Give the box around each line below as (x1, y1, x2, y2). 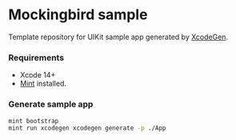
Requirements (8, 52, 65, 63)
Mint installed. (19, 78, 66, 89)
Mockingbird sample (8, 6, 148, 24)
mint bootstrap (8, 117, 59, 125)
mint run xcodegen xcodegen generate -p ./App (8, 124, 166, 133)
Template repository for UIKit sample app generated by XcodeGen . (8, 32, 229, 42)
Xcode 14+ (19, 70, 56, 80)
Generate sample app (8, 98, 94, 110)
